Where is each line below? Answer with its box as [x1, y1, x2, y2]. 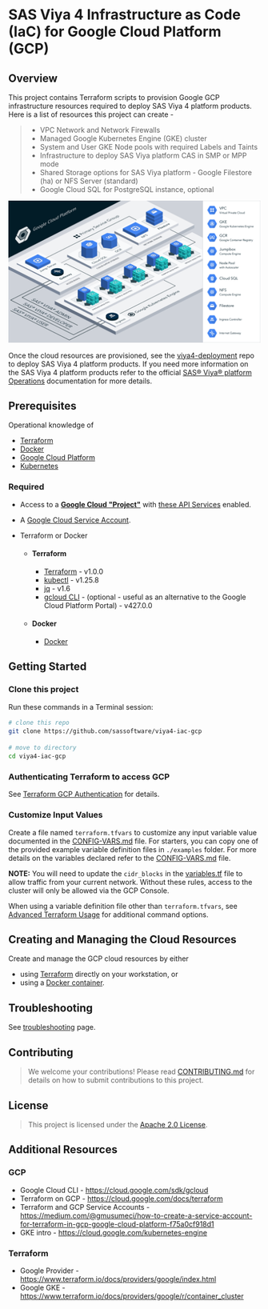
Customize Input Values [8, 810, 103, 821]
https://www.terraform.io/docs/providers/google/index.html [19, 1274, 217, 1283]
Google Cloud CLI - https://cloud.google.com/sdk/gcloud [19, 1185, 209, 1195]
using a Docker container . [19, 978, 106, 987]
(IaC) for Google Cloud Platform [8, 22, 222, 41]
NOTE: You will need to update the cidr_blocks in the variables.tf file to [8, 868, 243, 878]
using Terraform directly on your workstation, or [19, 970, 178, 979]
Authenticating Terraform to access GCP [8, 771, 170, 782]
